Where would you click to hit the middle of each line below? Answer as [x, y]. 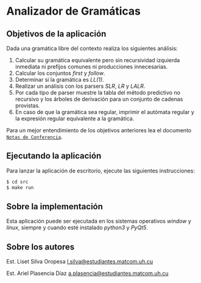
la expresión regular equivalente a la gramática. [75, 118]
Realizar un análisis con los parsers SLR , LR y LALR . [80, 86]
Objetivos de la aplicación [56, 34]
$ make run [20, 187]
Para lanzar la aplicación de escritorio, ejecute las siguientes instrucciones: [100, 170]
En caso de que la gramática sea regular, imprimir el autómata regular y [105, 112]
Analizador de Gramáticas [74, 11]
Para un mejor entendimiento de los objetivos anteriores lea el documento [99, 130]
